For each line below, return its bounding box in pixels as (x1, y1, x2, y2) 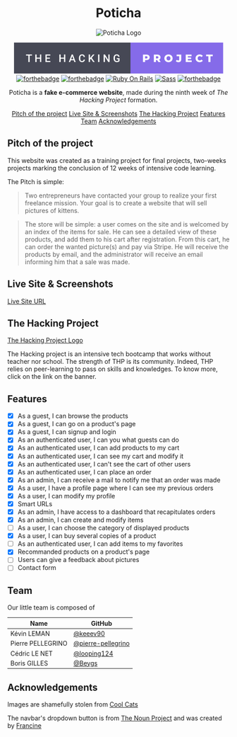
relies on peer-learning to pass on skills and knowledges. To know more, (7, 365, 218, 373)
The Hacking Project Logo (7, 336, 83, 345)
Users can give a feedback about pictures (17, 556, 140, 564)
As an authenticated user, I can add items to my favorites (17, 539, 183, 548)
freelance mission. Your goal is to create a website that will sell (24, 198, 207, 207)
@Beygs (73, 658, 98, 667)
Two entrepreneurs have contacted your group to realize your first (24, 191, 217, 200)
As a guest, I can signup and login (17, 428, 116, 436)
